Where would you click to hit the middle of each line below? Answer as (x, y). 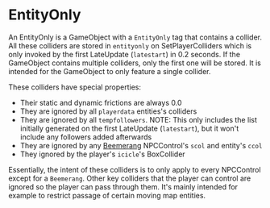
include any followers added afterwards (86, 137)
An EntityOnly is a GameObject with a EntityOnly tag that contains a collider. (135, 37)
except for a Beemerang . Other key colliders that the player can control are (130, 178)
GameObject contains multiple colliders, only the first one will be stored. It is (135, 63)
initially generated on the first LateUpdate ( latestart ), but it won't (129, 128)
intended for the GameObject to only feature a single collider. (110, 71)
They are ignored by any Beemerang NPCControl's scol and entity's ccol (141, 145)
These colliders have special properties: (75, 87)
